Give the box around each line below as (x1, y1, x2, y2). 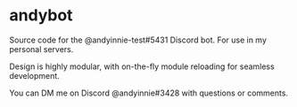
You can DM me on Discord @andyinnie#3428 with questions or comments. (9, 88, 288, 98)
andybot (9, 5, 73, 26)
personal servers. (9, 43, 74, 54)
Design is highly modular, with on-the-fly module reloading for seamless (9, 61, 275, 72)
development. (9, 70, 60, 80)
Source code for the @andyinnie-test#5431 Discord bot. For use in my (9, 34, 268, 45)
